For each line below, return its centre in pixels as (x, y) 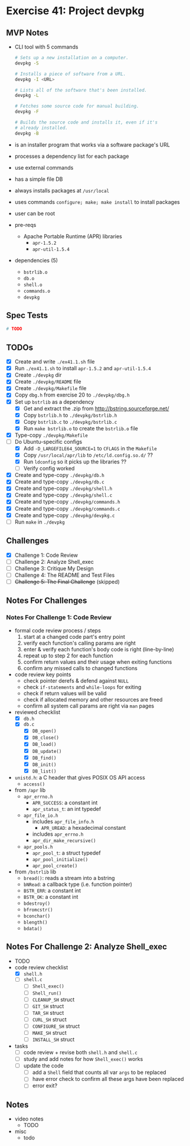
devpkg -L (27, 96)
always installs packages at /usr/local (62, 190)
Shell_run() (47, 993)
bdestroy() (37, 903)
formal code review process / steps (58, 630)
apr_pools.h (38, 847)
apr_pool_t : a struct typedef (67, 853)
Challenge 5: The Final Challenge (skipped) (67, 582)
